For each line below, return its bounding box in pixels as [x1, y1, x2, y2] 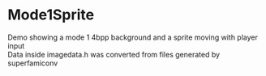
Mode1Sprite [7, 6, 95, 24]
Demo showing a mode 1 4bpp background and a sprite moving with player [7, 32, 259, 42]
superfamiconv [7, 58, 58, 68]
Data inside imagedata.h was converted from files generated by [7, 49, 221, 59]
